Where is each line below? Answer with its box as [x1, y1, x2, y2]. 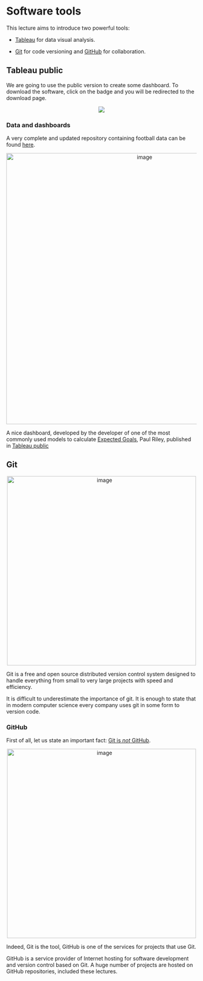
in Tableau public [6, 442, 50, 450]
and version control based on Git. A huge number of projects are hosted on [6, 962, 193, 969]
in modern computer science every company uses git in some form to [6, 701, 180, 708]
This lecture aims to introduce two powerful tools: [6, 24, 130, 32]
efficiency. [6, 683, 33, 690]
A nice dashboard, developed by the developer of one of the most [6, 429, 170, 437]
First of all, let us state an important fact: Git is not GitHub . [6, 737, 151, 744]
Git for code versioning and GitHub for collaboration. [14, 47, 146, 55]
